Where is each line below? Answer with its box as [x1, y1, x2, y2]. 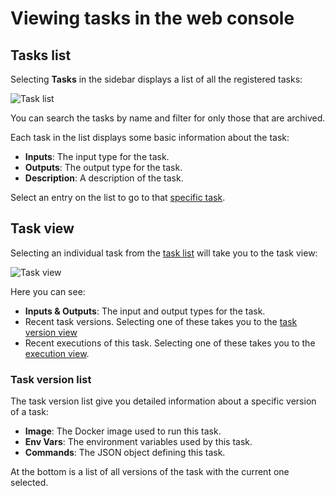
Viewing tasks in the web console [10, 7, 295, 30]
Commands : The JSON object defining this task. [24, 447, 226, 459]
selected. [10, 477, 49, 489]
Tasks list [10, 47, 72, 64]
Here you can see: [10, 285, 86, 297]
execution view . [24, 347, 90, 359]
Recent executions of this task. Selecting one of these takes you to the [24, 337, 316, 349]
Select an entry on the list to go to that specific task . [10, 192, 226, 203]
